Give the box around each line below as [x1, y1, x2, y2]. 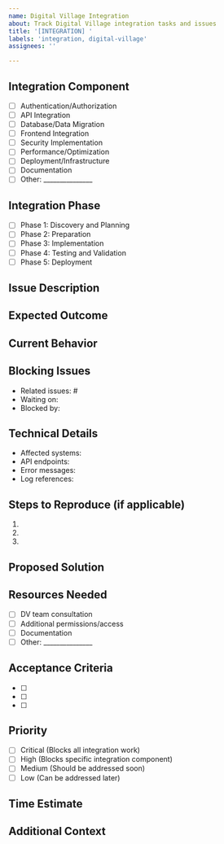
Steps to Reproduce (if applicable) [8, 497, 186, 511]
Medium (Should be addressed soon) [20, 763, 145, 773]
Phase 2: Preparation [20, 230, 91, 239]
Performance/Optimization [20, 147, 110, 157]
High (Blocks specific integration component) [20, 754, 173, 764]
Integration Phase [8, 199, 101, 212]
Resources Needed [8, 588, 108, 602]
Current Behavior [8, 336, 98, 350]
